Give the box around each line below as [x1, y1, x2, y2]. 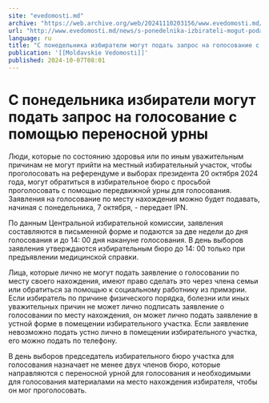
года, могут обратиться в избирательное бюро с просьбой [8, 177, 211, 187]
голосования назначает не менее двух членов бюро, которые [8, 360, 221, 369]
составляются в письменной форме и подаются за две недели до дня [8, 226, 248, 236]
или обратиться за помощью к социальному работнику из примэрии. [8, 284, 247, 294]
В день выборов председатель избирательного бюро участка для [8, 351, 235, 361]
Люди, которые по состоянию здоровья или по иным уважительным [8, 151, 244, 161]
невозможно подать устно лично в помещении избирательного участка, [8, 327, 258, 337]
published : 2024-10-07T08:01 [8, 57, 106, 65]
